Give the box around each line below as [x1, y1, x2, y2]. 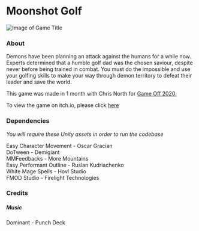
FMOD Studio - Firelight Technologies [6, 174, 99, 181]
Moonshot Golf [6, 4, 82, 18]
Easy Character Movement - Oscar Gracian [6, 142, 113, 149]
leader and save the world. [6, 78, 72, 85]
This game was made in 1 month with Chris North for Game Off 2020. [6, 90, 177, 97]
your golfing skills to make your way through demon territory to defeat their [6, 72, 192, 79]
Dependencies [6, 117, 50, 125]
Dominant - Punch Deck [6, 219, 66, 226]
